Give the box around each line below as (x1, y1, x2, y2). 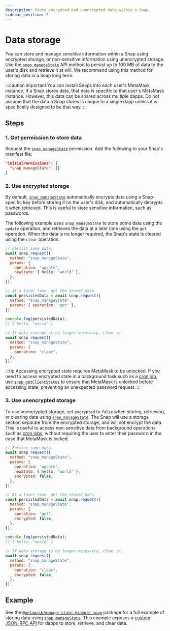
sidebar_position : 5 (5, 12, 49, 17)
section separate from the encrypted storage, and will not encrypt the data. (5, 419, 163, 425)
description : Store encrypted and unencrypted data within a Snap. (5, 7, 151, 13)
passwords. (5, 210, 29, 216)
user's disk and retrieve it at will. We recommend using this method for (5, 67, 153, 73)
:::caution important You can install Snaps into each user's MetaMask (5, 82, 150, 89)
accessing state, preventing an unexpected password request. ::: (5, 384, 141, 390)
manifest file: (5, 151, 32, 157)
